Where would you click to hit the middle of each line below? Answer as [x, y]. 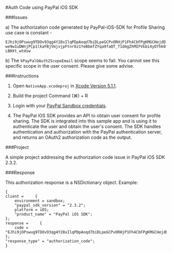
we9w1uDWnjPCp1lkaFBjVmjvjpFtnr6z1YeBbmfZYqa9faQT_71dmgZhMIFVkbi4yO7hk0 [86, 47]
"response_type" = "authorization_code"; [50, 241]
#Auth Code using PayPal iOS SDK [42, 7]
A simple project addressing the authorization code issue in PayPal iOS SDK [85, 157]
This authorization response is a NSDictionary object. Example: [72, 182]
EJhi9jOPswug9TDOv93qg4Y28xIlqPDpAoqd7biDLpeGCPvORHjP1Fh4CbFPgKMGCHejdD [86, 42]
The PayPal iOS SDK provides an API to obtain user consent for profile [87, 115]
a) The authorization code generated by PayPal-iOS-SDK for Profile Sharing [85, 27]
